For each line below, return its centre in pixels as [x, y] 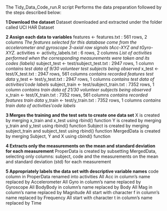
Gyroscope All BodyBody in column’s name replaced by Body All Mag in [79, 187]
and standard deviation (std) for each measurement [58, 162]
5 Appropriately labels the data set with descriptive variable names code [82, 171]
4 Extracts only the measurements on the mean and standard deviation [81, 146]
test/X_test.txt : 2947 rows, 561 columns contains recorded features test [80, 74]
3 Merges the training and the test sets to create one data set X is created [83, 115]
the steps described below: [34, 12]
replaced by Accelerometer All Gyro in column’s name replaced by [73, 182]
